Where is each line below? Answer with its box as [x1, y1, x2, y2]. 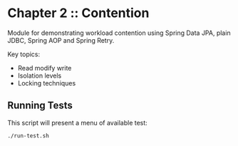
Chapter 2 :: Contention [7, 5, 150, 21]
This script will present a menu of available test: [7, 118, 148, 127]
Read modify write [17, 63, 72, 72]
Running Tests [7, 100, 73, 112]
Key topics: [7, 50, 41, 58]
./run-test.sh [7, 132, 50, 140]
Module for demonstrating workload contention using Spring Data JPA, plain [7, 28, 231, 37]
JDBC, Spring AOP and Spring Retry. [7, 36, 115, 44]
